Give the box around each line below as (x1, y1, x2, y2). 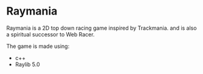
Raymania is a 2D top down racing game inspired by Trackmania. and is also (6, 24, 197, 32)
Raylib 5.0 (15, 61, 41, 68)
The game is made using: (6, 42, 70, 50)
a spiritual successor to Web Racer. (6, 30, 95, 38)
